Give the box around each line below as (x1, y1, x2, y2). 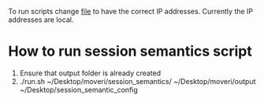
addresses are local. (8, 15, 74, 24)
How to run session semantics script (8, 42, 252, 60)
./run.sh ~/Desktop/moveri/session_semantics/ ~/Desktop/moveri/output (19, 76, 256, 86)
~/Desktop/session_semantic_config (19, 85, 138, 94)
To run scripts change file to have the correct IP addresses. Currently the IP (8, 7, 254, 16)
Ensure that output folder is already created (19, 68, 162, 78)
